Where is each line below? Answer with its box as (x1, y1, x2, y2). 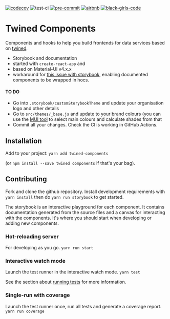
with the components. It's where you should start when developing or (5, 215, 152, 221)
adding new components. (5, 220, 59, 226)
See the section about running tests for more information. (5, 279, 126, 285)
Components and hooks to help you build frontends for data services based (5, 39, 165, 46)
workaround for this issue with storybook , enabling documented (12, 71, 148, 77)
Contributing (5, 175, 47, 184)
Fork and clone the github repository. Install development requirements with (5, 188, 165, 195)
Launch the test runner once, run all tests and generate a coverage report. (5, 303, 162, 309)
